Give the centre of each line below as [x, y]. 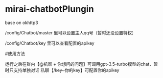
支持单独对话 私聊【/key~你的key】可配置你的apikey [66, 70]
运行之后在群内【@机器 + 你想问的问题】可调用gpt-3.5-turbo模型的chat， [80, 64]
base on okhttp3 [22, 23]
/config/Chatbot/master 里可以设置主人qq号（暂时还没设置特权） [70, 32]
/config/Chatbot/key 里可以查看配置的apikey [50, 43]
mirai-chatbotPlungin [50, 9]
